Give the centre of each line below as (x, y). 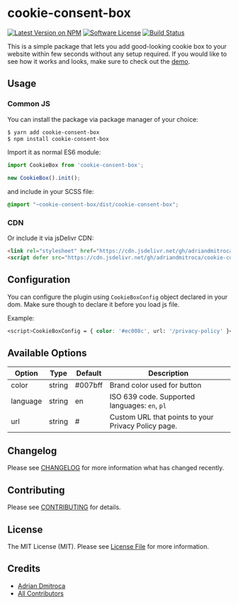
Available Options (47, 353)
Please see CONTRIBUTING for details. (64, 507)
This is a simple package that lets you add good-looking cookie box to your (117, 46)
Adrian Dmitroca (41, 586)
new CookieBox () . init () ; (44, 178)
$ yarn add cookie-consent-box (53, 132)
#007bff (89, 385)
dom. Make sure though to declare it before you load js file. (93, 304)
